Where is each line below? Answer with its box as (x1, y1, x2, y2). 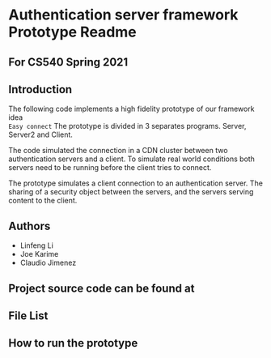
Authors (8, 219, 51, 232)
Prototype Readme (8, 23, 138, 41)
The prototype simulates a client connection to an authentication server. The (8, 178, 263, 188)
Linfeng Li (19, 241, 54, 250)
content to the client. (8, 196, 78, 206)
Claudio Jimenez (19, 258, 77, 268)
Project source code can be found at (8, 281, 195, 295)
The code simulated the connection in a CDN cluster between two (8, 146, 228, 156)
